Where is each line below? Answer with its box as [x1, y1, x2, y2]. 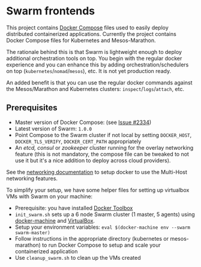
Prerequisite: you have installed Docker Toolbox [14, 204, 133, 211]
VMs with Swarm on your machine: [6, 193, 93, 200]
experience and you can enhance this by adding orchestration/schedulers [6, 61, 189, 68]
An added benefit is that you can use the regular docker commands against [6, 79, 193, 86]
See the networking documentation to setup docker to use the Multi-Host [6, 168, 188, 175]
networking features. [6, 175, 58, 182]
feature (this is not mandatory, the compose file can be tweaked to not [14, 150, 189, 157]
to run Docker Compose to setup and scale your [41, 241, 161, 248]
